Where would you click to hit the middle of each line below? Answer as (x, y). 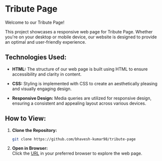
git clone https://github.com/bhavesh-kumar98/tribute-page (74, 139)
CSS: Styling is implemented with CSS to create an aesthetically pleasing (85, 83)
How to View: (25, 119)
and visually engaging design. (42, 89)
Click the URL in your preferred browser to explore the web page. (77, 153)
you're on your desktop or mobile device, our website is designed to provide (81, 37)
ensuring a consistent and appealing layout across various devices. (79, 103)
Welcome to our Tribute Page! (35, 22)
